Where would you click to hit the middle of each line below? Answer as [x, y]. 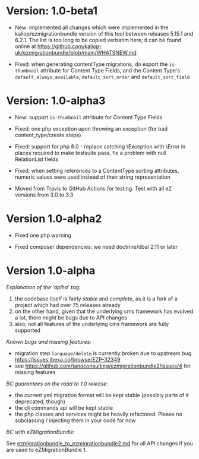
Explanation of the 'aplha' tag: [43, 287]
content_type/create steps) [48, 135]
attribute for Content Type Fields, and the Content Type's [110, 70]
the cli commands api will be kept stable [64, 407]
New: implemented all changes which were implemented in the [91, 27]
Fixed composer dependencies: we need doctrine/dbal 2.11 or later [96, 246]
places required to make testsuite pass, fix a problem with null [91, 153]
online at [26, 46]
